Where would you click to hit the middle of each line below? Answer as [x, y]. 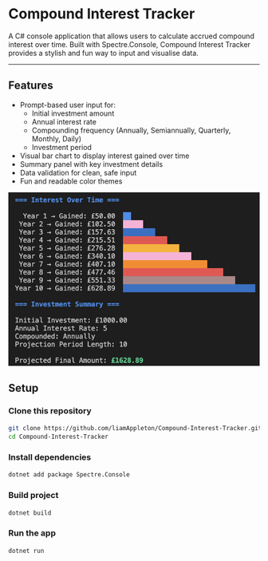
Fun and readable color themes [71, 181]
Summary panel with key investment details [91, 164]
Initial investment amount [73, 113]
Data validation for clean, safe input [78, 172]
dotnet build [30, 513]
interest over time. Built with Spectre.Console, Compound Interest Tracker [130, 44]
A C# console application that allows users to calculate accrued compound [132, 36]
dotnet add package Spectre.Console [69, 475]
